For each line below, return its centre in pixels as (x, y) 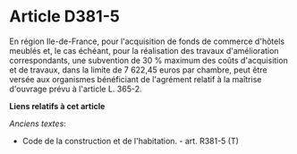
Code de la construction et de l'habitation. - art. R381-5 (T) (131, 141)
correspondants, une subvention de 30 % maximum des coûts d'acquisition (148, 60)
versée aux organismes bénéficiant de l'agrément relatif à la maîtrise (136, 79)
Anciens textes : (38, 124)
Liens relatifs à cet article (57, 106)
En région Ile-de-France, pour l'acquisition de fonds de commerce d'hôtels (147, 41)
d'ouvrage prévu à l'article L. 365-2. (76, 89)
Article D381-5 (65, 17)
